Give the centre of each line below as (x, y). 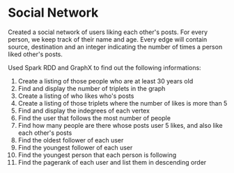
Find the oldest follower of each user (71, 140)
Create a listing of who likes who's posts (76, 96)
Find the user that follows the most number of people (94, 118)
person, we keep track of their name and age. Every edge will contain (108, 39)
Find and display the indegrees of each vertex (84, 110)
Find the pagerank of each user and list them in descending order (112, 162)
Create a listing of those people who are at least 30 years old (106, 81)
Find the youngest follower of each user (75, 147)
